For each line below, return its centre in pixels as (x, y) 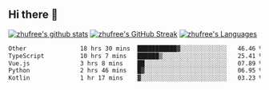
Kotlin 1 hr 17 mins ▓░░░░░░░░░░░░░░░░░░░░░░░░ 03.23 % (136, 78)
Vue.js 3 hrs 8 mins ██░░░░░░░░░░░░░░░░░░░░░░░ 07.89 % (136, 63)
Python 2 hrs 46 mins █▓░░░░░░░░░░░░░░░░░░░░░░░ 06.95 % (136, 71)
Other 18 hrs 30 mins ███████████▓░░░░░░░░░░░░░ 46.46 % (136, 49)
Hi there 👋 (33, 15)
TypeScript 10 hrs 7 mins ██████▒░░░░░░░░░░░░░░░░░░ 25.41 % (136, 56)
